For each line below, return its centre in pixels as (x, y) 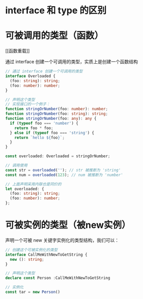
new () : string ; (27, 259)
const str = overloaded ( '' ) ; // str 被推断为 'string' (63, 170)
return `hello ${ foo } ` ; (40, 138)
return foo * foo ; (34, 128)
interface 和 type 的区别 (56, 10)
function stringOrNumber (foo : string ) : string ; (57, 114)
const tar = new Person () (33, 292)
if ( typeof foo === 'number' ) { (44, 123)
